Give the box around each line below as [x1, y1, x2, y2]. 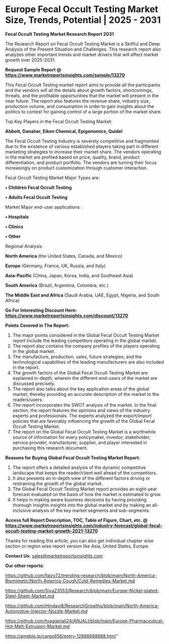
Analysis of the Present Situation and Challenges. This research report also [5, 46, 161, 52]
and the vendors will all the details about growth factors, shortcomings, [5, 87, 153, 93]
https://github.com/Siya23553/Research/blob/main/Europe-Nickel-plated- [5, 587, 160, 593]
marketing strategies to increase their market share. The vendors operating [5, 148, 161, 155]
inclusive [12, 507, 31, 513]
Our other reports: [5, 562, 44, 569]
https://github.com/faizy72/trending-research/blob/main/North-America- [5, 572, 157, 578]
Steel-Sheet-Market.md [5, 592, 54, 599]
